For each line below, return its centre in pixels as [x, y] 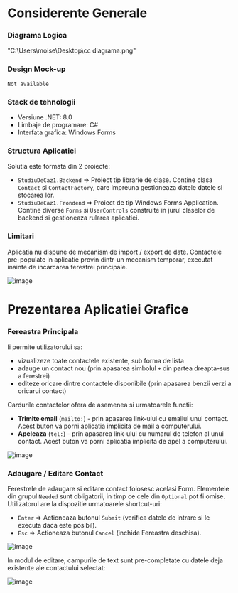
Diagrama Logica [37, 36]
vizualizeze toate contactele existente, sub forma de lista [101, 361]
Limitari [21, 236]
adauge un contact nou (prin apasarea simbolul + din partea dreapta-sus [124, 368]
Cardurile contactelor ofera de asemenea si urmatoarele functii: [100, 405]
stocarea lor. [36, 195]
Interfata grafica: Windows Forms [66, 132]
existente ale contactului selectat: [56, 568]
